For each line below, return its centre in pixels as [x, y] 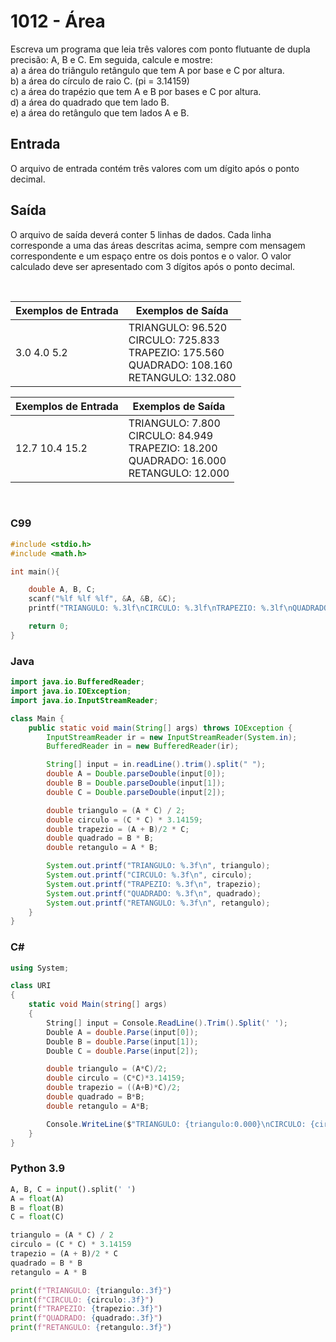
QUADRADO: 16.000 [177, 460]
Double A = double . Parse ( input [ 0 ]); [122, 1032]
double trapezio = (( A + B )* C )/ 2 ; [114, 1088]
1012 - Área [58, 21]
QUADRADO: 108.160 [180, 365]
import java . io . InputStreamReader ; [84, 700]
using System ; [40, 968]
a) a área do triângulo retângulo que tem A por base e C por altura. [147, 70]
